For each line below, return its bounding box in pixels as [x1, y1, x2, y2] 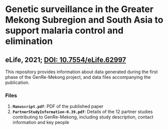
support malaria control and [5, 25, 124, 36]
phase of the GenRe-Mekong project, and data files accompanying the [5, 74, 151, 80]
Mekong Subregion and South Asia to [5, 14, 163, 26]
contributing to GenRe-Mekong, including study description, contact [12, 114, 154, 120]
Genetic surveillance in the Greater [5, 4, 154, 15]
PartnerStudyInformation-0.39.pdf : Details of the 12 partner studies [12, 109, 153, 115]
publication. [5, 79, 30, 85]
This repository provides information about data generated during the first [5, 69, 158, 75]
